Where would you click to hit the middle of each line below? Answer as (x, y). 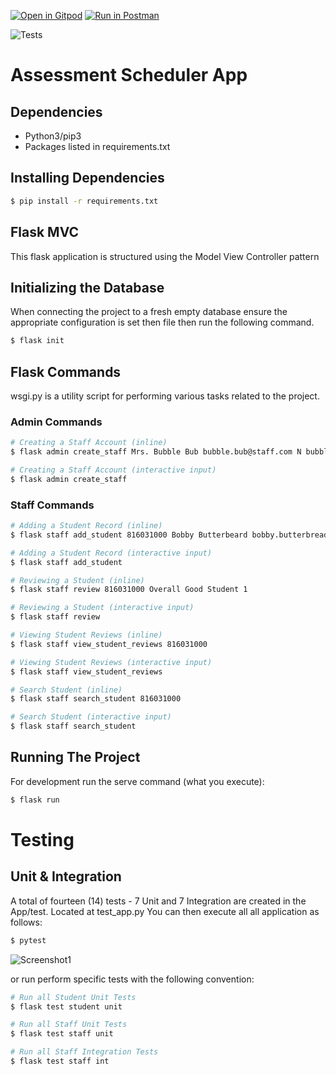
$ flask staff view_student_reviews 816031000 (109, 644)
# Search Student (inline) (66, 690)
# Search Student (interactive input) (91, 717)
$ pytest (28, 940)
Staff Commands (52, 505)
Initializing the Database (87, 287)
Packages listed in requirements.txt (97, 146)
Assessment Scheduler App (129, 75)
